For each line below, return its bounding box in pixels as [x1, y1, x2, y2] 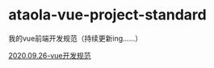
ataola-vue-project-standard [8, 6, 208, 24]
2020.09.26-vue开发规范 [8, 50, 91, 60]
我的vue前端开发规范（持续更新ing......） [8, 33, 143, 43]
